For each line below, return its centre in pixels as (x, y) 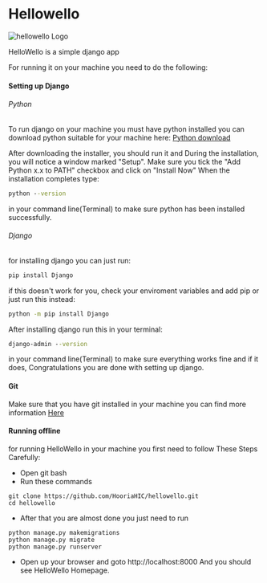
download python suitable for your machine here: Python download (119, 137)
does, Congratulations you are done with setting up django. (106, 368)
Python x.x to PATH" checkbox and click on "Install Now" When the (119, 170)
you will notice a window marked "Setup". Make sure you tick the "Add (125, 161)
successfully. (30, 217)
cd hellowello (32, 503)
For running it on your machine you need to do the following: (108, 67)
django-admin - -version (48, 344)
